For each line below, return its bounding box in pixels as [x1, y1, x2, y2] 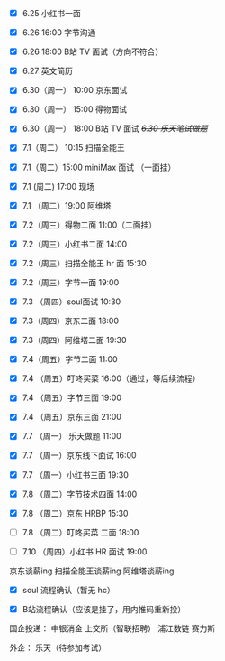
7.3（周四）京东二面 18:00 [22, 315, 120, 326]
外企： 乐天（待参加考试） [9, 642, 106, 653]
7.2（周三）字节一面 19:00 [22, 276, 120, 287]
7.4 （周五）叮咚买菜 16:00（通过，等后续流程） [22, 373, 201, 384]
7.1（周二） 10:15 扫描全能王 [22, 143, 125, 154]
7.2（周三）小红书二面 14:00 [22, 238, 128, 249]
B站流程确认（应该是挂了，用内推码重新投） [22, 603, 186, 614]
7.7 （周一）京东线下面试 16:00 [22, 450, 137, 461]
